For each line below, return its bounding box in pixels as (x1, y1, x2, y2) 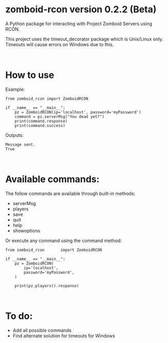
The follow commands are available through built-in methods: (5, 190, 136, 196)
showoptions (12, 227, 40, 234)
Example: (5, 86, 25, 92)
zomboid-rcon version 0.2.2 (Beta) (5, 4, 157, 15)
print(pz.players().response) (14, 283, 80, 288)
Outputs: (5, 132, 24, 138)
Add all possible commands (12, 327, 72, 333)
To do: (5, 310, 33, 321)
